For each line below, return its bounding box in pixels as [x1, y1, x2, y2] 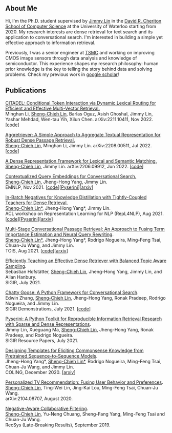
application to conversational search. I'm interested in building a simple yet [5, 34, 163, 40]
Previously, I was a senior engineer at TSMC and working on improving [5, 49, 155, 55]
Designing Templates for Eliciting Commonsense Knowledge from [5, 347, 144, 353]
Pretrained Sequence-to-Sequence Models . [5, 352, 98, 359]
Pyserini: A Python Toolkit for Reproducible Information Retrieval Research [5, 316, 162, 322]
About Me [5, 4, 37, 13]
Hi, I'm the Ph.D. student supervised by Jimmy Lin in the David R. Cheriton [5, 17, 162, 24]
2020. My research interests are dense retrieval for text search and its [5, 28, 153, 35]
